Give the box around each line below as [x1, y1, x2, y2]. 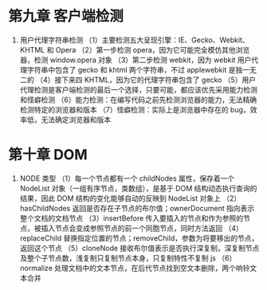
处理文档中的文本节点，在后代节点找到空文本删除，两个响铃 [54, 263, 250, 272]
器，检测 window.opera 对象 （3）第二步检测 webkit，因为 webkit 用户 [19, 55, 252, 65]
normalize [19, 263, 53, 272]
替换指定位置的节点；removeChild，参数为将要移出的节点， [63, 233, 259, 243]
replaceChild [19, 233, 62, 243]
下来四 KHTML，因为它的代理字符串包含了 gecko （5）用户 [61, 75, 257, 84]
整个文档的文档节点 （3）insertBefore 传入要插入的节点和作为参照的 [19, 213, 244, 223]
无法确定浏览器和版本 [41, 115, 112, 124]
